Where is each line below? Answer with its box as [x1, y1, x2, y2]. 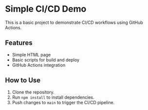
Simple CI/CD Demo [5, 3, 87, 15]
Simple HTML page [12, 52, 51, 57]
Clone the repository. [12, 89, 55, 95]
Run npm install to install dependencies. [12, 94, 94, 100]
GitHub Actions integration [12, 62, 66, 68]
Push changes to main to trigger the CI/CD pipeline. [12, 99, 115, 105]
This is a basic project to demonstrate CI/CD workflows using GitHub [5, 19, 144, 25]
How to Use [5, 76, 41, 85]
